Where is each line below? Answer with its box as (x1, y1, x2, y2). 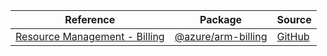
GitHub (276, 30, 310, 43)
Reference (64, 13, 116, 26)
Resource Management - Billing (15, 30, 165, 43)
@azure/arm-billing (174, 30, 268, 43)
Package (199, 13, 243, 26)
